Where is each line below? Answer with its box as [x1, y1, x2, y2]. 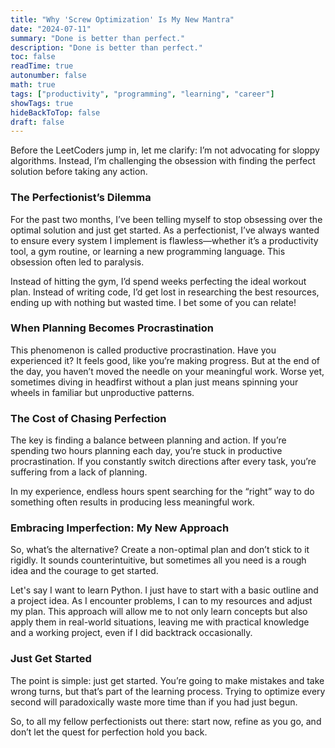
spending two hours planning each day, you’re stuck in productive [10, 445, 283, 457]
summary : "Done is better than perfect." [10, 33, 186, 43]
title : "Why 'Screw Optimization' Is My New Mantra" [10, 14, 235, 25]
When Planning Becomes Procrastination [10, 321, 214, 335]
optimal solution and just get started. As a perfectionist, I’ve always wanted [10, 224, 320, 236]
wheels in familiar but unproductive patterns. [10, 386, 195, 398]
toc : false [10, 52, 56, 62]
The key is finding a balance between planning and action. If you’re [10, 434, 287, 446]
